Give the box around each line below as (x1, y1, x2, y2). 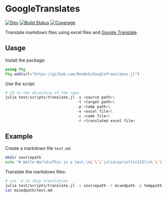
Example (5, 132, 33, 141)
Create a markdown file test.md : (5, 145, 71, 151)
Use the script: (5, 81, 36, 87)
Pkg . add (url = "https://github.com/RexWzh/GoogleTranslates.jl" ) (5, 71, 140, 77)
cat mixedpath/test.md (5, 187, 52, 193)
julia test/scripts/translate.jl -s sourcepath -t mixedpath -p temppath (5, 183, 162, 188)
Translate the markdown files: (5, 169, 66, 175)
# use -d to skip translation (5, 178, 68, 183)
